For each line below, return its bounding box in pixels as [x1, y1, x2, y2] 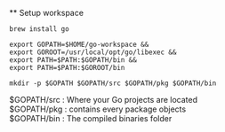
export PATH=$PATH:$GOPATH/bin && [9, 56, 138, 65]
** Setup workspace [9, 8, 84, 18]
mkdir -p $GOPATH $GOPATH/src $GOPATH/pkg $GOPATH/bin [9, 79, 217, 88]
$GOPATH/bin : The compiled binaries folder [9, 113, 173, 123]
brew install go [9, 25, 69, 34]
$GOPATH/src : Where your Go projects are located [9, 95, 198, 105]
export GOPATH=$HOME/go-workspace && [9, 40, 149, 49]
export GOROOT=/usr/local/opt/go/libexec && [9, 48, 177, 57]
